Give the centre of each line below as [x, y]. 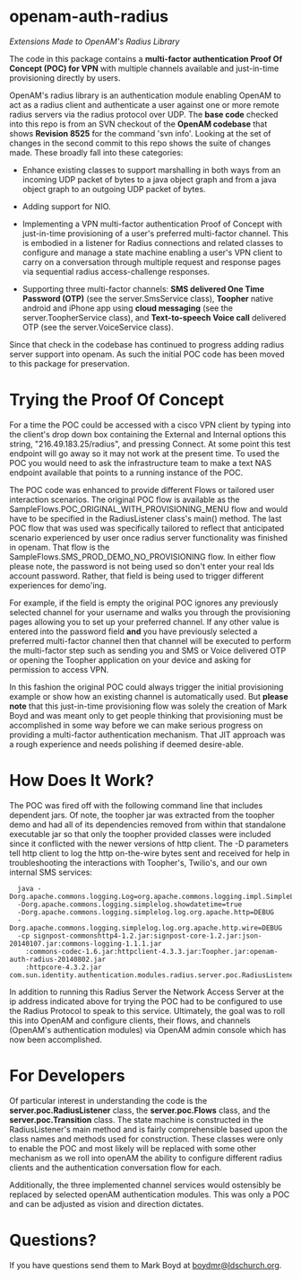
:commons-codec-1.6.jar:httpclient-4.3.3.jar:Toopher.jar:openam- [152, 951]
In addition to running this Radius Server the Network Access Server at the [147, 992]
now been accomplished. [56, 1039]
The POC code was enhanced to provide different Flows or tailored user [142, 490]
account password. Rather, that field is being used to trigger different [137, 576]
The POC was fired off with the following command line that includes [136, 805]
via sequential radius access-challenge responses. [116, 271]
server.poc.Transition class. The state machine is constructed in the [137, 1119]
